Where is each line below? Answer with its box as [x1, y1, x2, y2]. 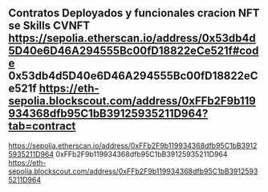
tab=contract [8, 120, 76, 133]
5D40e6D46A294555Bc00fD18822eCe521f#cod [8, 44, 259, 58]
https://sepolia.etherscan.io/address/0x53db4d [8, 31, 256, 45]
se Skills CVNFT [8, 19, 91, 33]
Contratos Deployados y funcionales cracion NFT [8, 6, 260, 20]
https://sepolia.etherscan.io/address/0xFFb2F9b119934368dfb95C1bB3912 [8, 141, 258, 150]
